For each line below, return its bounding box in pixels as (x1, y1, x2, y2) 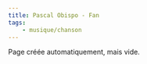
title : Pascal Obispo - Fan (8, 11, 100, 20)
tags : (8, 19, 26, 27)
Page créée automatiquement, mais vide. (8, 48, 141, 57)
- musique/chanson (22, 26, 82, 34)
